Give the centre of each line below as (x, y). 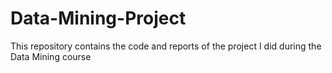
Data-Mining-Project (98, 18)
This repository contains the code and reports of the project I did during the (166, 46)
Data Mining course (51, 56)
